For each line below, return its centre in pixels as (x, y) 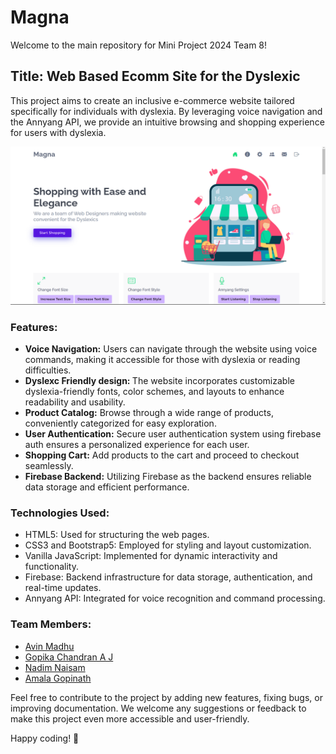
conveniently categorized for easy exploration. (120, 423)
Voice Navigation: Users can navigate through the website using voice (171, 349)
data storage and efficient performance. (107, 487)
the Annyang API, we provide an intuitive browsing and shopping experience (167, 122)
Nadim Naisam (55, 667)
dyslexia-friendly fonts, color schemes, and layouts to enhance (154, 392)
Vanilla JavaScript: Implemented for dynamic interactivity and (151, 556)
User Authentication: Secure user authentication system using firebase (173, 434)
